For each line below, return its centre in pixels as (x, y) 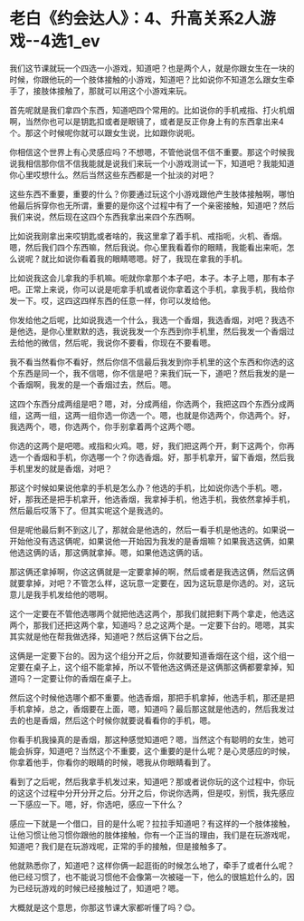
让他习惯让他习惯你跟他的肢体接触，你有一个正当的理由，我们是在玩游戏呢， (152, 835)
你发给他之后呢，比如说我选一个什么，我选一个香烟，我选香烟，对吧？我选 (148, 319)
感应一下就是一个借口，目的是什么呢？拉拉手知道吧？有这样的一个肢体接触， (152, 823)
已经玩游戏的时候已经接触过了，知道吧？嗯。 (100, 888)
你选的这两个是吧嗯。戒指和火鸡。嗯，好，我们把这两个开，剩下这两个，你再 (152, 446)
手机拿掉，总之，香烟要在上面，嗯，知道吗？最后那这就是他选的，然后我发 (148, 709)
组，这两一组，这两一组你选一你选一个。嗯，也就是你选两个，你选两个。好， (152, 415)
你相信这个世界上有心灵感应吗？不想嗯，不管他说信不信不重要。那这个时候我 (152, 152)
